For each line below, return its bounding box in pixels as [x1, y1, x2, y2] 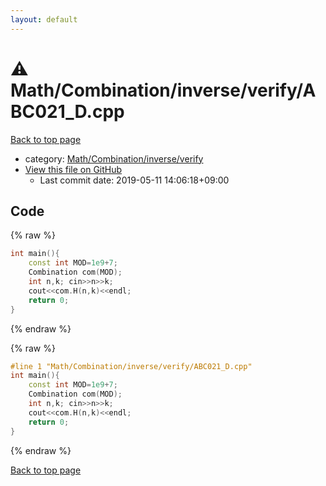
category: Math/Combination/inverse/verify [24, 152, 204, 165]
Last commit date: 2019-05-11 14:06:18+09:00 [39, 174, 230, 186]
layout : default [10, 14, 78, 25]
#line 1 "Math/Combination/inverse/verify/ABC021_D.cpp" [10, 361, 253, 371]
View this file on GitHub [24, 163, 123, 175]
